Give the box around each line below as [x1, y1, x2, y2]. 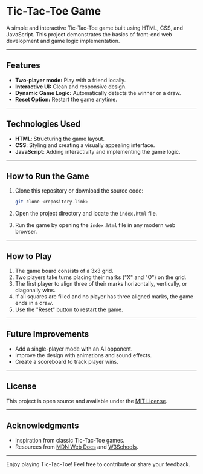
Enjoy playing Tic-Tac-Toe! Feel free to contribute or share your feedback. [6, 460, 191, 467]
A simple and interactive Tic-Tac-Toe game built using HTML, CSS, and [6, 24, 183, 31]
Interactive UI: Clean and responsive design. [14, 83, 127, 90]
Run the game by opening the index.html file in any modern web [14, 222, 176, 229]
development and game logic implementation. [6, 37, 120, 44]
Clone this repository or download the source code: [14, 187, 144, 194]
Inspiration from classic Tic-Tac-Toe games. [14, 436, 125, 444]
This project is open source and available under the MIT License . [6, 397, 168, 404]
